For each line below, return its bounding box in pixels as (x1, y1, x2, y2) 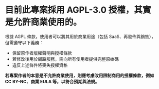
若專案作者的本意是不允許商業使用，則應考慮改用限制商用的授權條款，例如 (5, 72, 154, 78)
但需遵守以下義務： (5, 39, 44, 45)
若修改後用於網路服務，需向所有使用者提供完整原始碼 (12, 56, 119, 62)
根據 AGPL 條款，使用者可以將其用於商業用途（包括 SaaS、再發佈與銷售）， (5, 34, 156, 39)
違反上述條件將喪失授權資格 (12, 62, 68, 68)
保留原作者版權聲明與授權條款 (12, 50, 72, 56)
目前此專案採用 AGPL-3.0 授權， (5, 4, 134, 16)
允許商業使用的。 (14, 17, 82, 28)
